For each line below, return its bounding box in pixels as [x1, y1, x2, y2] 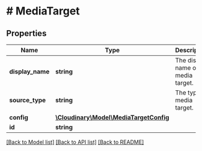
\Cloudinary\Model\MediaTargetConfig [55, 113, 170, 122]
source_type [9, 96, 46, 104]
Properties [6, 28, 47, 39]
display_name [9, 67, 50, 76]
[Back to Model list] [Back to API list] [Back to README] [6, 138, 144, 146]
